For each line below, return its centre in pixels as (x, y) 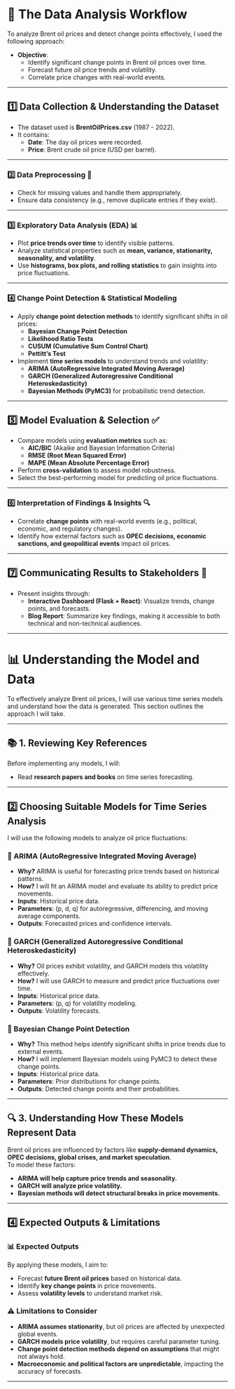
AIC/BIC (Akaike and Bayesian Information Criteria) (101, 448)
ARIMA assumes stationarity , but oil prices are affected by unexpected (121, 1327)
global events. (37, 1334)
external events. (41, 1051)
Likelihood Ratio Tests (60, 338)
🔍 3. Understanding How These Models (95, 1118)
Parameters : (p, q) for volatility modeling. (77, 1003)
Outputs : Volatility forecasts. (59, 1011)
